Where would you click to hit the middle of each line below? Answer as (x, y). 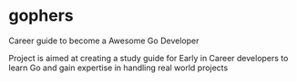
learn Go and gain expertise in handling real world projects (118, 68)
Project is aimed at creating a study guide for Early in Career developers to (148, 58)
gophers (41, 16)
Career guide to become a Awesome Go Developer (104, 41)
